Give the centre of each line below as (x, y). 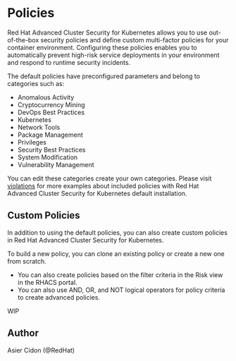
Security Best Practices (51, 149)
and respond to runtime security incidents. (69, 62)
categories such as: (36, 83)
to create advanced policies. (59, 297)
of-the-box (23, 39)
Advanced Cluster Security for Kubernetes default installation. (97, 193)
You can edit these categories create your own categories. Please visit (110, 178)
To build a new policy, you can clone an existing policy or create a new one (116, 253)
